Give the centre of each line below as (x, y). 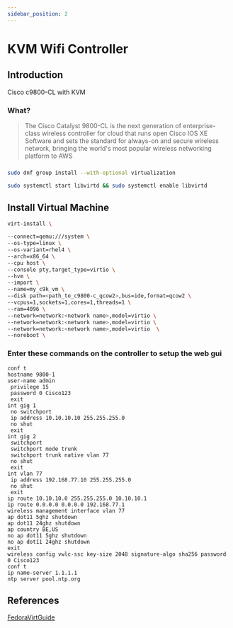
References (33, 600)
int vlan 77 (25, 474)
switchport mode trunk (44, 449)
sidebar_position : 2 (38, 14)
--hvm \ (19, 276)
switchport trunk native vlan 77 (60, 455)
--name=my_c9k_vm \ (36, 290)
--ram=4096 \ (27, 309)
